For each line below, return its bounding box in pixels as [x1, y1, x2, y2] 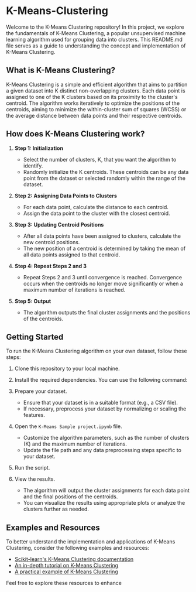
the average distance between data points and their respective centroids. [6, 112, 183, 119]
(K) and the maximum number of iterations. [23, 440, 128, 447]
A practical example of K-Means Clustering [14, 568, 118, 575]
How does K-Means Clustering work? [6, 129, 145, 139]
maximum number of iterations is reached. [23, 286, 126, 293]
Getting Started [6, 332, 64, 342]
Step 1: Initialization [14, 145, 63, 152]
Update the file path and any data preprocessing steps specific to [23, 447, 181, 454]
